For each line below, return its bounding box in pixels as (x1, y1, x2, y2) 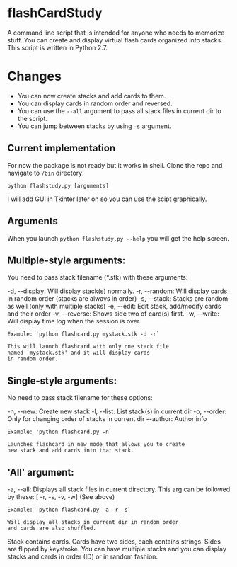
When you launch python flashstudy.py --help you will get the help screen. (7, 234, 230, 242)
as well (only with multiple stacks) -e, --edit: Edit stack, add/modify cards (7, 302, 221, 311)
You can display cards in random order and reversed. (17, 99, 173, 108)
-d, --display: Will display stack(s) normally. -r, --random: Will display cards (7, 287, 228, 295)
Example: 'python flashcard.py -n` (7, 428, 112, 436)
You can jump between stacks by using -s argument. (17, 122, 172, 130)
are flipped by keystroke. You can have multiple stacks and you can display (7, 544, 226, 553)
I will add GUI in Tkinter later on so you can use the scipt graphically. (7, 195, 207, 203)
